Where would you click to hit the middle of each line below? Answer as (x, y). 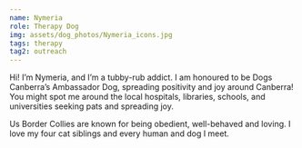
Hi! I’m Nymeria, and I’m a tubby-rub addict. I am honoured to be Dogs (141, 77)
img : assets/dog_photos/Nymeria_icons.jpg (91, 35)
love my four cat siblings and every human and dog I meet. (120, 133)
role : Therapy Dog (44, 26)
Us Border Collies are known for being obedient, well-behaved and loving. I (150, 124)
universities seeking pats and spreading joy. (92, 106)
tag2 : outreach (38, 52)
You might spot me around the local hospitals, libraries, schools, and (137, 97)
